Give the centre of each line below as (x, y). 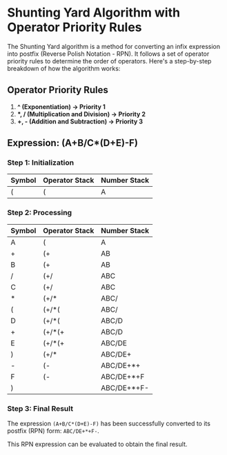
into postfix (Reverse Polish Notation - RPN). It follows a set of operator (108, 54)
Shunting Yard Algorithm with (94, 13)
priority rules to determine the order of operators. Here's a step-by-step (109, 61)
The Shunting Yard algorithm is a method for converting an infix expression (114, 46)
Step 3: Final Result (40, 408)
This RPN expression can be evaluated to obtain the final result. (97, 444)
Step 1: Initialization (41, 163)
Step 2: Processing (40, 213)
